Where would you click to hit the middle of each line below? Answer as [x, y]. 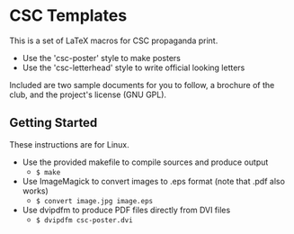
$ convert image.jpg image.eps [94, 201]
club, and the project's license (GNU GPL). [88, 94]
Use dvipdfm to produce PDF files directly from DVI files [126, 210]
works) [36, 191]
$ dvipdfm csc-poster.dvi [84, 220]
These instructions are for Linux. [70, 144]
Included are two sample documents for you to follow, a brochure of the [142, 85]
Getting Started [53, 123]
